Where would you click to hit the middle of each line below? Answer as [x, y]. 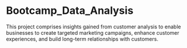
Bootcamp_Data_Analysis [70, 11]
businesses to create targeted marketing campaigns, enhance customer [93, 32]
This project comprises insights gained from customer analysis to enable [93, 27]
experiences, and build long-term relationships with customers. [82, 39]
